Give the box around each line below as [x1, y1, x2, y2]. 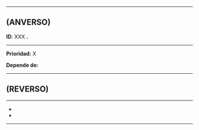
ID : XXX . [6, 33, 28, 40]
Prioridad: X [6, 50, 37, 57]
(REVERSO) [6, 84, 49, 95]
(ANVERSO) [6, 17, 51, 27]
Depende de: [6, 61, 38, 69]
